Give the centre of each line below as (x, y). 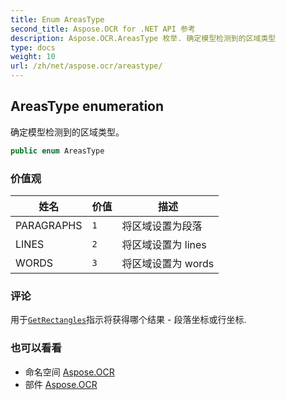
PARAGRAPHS (49, 225)
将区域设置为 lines (164, 244)
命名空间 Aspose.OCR (69, 372)
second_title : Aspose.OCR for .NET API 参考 (103, 29)
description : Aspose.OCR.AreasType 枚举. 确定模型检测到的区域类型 (143, 38)
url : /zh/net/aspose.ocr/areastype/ (86, 66)
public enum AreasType (57, 151)
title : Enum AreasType (57, 19)
